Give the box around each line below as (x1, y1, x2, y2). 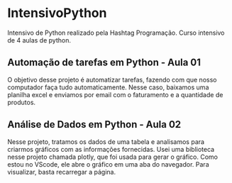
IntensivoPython (7, 5, 107, 21)
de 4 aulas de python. (7, 35, 71, 44)
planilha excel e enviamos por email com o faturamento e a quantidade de (7, 90, 223, 99)
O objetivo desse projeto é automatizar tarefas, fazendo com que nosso (7, 75, 217, 84)
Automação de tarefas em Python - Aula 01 (7, 57, 201, 69)
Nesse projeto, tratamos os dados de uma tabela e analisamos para (7, 137, 204, 146)
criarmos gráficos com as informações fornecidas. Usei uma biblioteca (7, 145, 215, 153)
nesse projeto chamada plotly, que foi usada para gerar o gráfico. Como (7, 152, 219, 161)
